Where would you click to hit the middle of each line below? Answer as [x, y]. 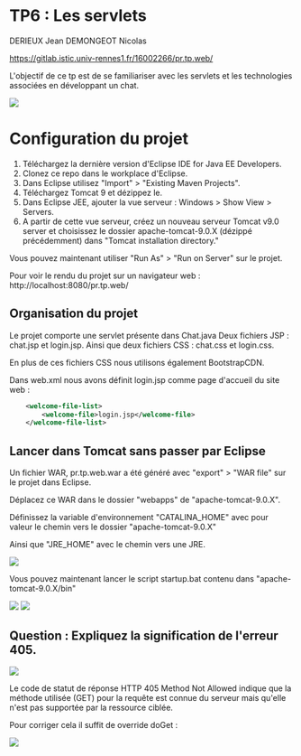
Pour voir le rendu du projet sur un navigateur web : [105, 275]
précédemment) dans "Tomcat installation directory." [120, 240]
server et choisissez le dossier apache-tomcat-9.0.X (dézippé [137, 230]
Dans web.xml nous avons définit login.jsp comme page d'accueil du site [145, 379]
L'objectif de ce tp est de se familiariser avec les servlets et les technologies [151, 75]
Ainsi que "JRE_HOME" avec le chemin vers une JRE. [107, 545]
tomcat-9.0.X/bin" [43, 589]
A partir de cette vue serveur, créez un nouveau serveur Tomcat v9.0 [150, 221]
